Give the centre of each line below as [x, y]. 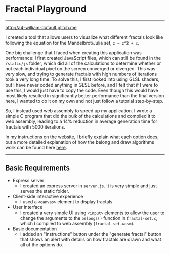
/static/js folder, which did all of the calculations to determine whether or [83, 63]
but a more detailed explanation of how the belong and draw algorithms [80, 142]
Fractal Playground [46, 9]
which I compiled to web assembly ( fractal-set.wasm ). [77, 223]
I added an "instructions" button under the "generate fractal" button [91, 234]
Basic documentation [35, 229]
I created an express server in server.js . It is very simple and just [89, 186]
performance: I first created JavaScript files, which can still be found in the [83, 58]
